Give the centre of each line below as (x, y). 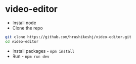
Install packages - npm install (43, 51)
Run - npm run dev (31, 56)
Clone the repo (27, 28)
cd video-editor (22, 41)
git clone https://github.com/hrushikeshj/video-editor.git (68, 37)
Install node (24, 23)
